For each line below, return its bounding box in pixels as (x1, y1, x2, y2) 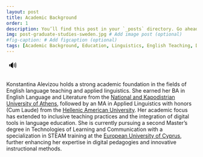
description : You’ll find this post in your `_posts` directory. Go (6, 25, 182, 32)
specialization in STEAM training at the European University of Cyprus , (6, 132, 182, 139)
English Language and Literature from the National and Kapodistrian (6, 93, 175, 101)
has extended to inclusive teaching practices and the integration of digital (6, 113, 189, 120)
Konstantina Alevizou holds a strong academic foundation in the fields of (6, 80, 187, 88)
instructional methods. (6, 145, 62, 152)
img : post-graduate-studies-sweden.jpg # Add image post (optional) (6, 32, 182, 38)
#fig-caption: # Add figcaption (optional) (6, 37, 118, 43)
